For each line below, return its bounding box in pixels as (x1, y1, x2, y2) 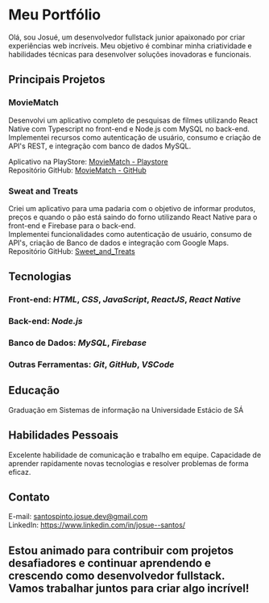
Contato (8, 490, 50, 505)
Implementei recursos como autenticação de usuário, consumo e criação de (8, 132, 262, 142)
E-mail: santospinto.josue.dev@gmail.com (8, 512, 148, 522)
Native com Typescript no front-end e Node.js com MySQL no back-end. (8, 123, 250, 134)
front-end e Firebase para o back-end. (8, 220, 136, 231)
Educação (8, 384, 60, 397)
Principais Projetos (8, 73, 106, 86)
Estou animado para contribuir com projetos (8, 543, 234, 557)
